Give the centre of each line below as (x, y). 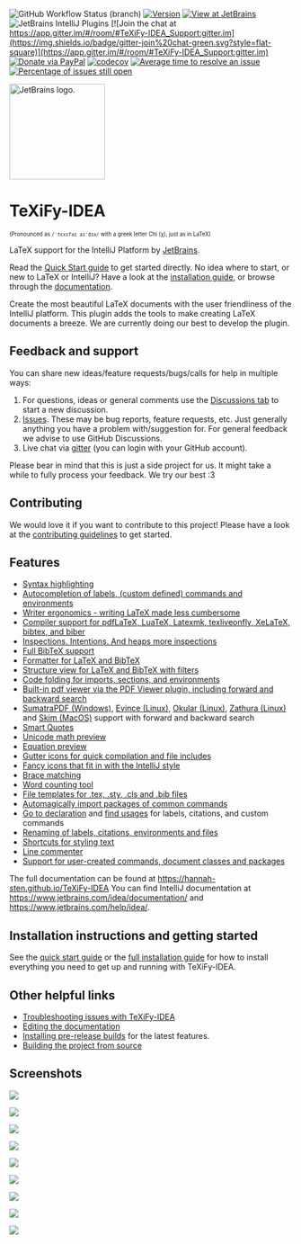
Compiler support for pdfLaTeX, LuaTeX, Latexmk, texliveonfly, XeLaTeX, (156, 622)
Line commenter (53, 852)
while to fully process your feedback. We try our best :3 (112, 474)
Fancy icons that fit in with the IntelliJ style (101, 765)
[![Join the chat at (144, 23)
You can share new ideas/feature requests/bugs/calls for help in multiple (144, 372)
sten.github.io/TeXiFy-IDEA (59, 888)
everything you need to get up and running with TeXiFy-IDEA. (123, 967)
